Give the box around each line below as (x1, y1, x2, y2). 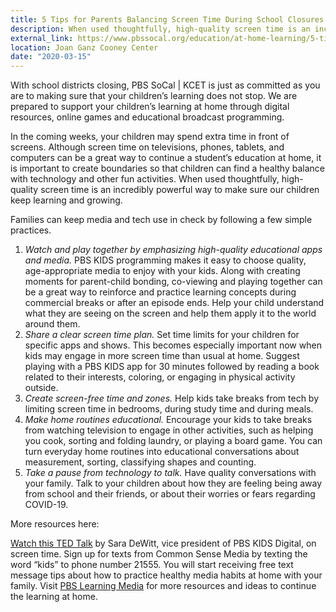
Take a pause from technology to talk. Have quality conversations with (24, 467, 317, 479)
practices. (10, 224, 52, 236)
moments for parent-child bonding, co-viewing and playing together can (24, 276, 323, 288)
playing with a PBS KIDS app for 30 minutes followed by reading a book (24, 361, 320, 373)
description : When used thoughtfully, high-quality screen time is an (10, 24, 311, 34)
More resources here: (10, 518, 100, 530)
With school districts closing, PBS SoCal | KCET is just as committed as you (10, 79, 321, 91)
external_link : (10, 33, 74, 43)
